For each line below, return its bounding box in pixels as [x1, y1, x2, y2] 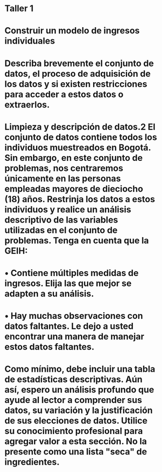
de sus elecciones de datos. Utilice [4, 415, 147, 426]
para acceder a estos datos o [4, 88, 124, 100]
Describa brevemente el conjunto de [4, 58, 154, 69]
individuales [4, 35, 55, 47]
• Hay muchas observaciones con [4, 311, 144, 321]
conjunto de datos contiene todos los [4, 132, 157, 142]
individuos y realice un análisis [4, 204, 131, 215]
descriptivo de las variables [4, 214, 118, 225]
